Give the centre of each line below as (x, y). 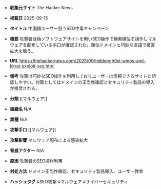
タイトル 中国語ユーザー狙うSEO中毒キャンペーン (59, 28)
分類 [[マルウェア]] (29, 99)
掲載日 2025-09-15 (29, 18)
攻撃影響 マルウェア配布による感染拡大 (49, 140)
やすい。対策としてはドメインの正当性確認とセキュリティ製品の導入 (87, 82)
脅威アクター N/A (27, 150)
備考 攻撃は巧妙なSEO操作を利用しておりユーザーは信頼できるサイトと (81, 76)
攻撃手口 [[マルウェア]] (33, 130)
